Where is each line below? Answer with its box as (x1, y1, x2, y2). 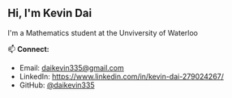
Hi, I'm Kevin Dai (7, 6, 92, 20)
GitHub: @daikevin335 (19, 80, 95, 90)
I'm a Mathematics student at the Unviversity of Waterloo (7, 28, 198, 37)
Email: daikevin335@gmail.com (19, 62, 125, 72)
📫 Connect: (7, 44, 49, 53)
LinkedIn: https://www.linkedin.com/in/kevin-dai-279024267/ (19, 71, 225, 81)
